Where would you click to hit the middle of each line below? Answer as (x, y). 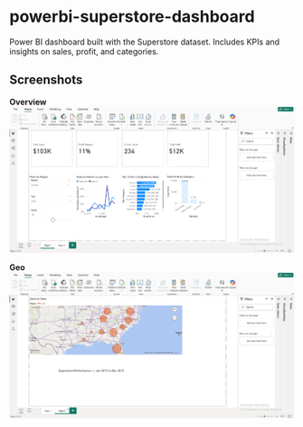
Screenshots (46, 80)
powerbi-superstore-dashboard (132, 17)
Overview (28, 102)
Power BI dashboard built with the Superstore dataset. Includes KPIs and (145, 42)
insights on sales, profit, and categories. (84, 51)
